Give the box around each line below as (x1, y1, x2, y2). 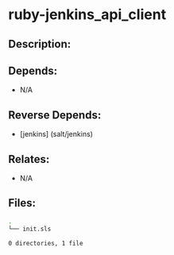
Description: (8, 37, 72, 51)
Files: (8, 196, 36, 210)
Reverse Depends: (8, 108, 102, 122)
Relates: (8, 153, 50, 166)
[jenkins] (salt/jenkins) (19, 129, 94, 139)
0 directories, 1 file (8, 239, 83, 247)
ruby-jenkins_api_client (8, 6, 167, 24)
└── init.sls (8, 225, 52, 233)
